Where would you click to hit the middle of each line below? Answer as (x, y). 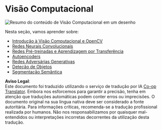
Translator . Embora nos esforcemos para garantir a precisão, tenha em (75, 91)
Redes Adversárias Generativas (43, 61)
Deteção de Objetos (32, 67)
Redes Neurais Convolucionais (43, 46)
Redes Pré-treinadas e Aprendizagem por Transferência (68, 51)
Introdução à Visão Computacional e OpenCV (57, 41)
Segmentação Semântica (37, 72)
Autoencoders (26, 56)
